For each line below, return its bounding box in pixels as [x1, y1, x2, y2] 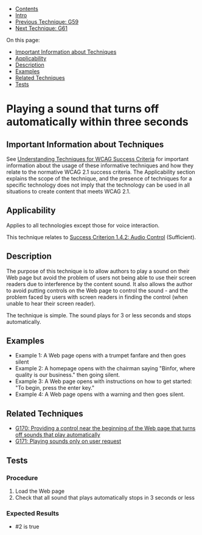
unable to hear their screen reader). [6, 300, 96, 307]
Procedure [6, 473, 38, 482]
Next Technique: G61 [15, 24, 68, 32]
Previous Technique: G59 [15, 18, 79, 25]
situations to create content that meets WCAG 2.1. [6, 188, 131, 195]
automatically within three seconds [6, 115, 189, 129]
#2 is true [15, 523, 40, 530]
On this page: [6, 37, 40, 43]
